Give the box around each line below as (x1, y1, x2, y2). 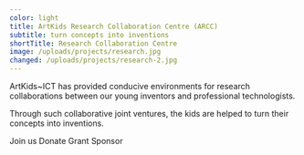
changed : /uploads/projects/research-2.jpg (9, 56, 178, 65)
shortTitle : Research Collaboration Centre (9, 38, 178, 48)
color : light (9, 13, 59, 23)
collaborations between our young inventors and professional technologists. (9, 90, 296, 101)
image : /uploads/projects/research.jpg (9, 47, 162, 57)
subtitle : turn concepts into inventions (9, 30, 170, 39)
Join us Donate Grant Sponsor (9, 136, 123, 146)
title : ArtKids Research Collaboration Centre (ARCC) (9, 22, 219, 31)
